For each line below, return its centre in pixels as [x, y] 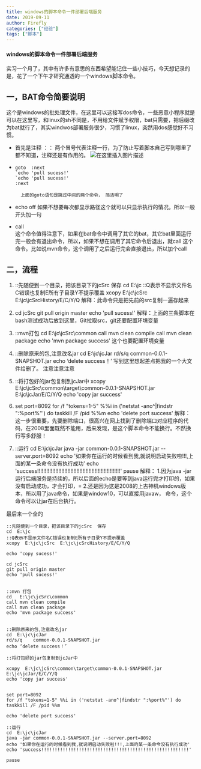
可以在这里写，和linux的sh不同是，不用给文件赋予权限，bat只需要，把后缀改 [100, 120]
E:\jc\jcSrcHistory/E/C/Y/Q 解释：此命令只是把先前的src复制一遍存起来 [102, 300]
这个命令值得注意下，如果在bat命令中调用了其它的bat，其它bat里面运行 [103, 234]
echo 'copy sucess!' [32, 553]
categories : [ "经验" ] [32, 29]
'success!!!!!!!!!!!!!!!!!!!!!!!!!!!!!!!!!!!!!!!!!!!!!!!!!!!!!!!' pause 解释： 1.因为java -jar [103, 471]
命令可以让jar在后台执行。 [47, 501]
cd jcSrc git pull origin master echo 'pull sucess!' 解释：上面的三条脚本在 [105, 312]
